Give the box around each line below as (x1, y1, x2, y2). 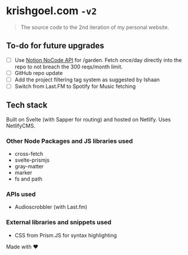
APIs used (6, 190, 36, 198)
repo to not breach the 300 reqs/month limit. (14, 63, 123, 70)
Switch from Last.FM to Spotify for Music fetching (14, 83, 136, 90)
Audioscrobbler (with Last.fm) (14, 204, 87, 211)
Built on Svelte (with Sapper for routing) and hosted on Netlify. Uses (6, 116, 171, 123)
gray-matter (14, 163, 44, 170)
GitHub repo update (14, 69, 63, 76)
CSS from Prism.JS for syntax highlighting (14, 231, 117, 238)
